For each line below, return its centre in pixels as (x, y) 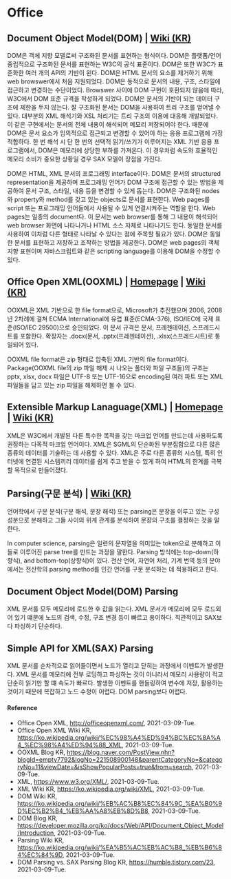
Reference (22, 707)
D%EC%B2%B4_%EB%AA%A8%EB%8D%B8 (82, 811)
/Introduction (35, 833)
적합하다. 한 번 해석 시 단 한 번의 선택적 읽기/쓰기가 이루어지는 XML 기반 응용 (110, 142)
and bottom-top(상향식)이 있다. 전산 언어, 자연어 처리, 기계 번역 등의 (116, 560)
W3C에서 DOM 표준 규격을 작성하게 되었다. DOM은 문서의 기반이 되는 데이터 (110, 99)
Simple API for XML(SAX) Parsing (80, 648)
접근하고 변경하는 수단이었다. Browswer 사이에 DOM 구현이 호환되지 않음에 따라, (115, 90)
